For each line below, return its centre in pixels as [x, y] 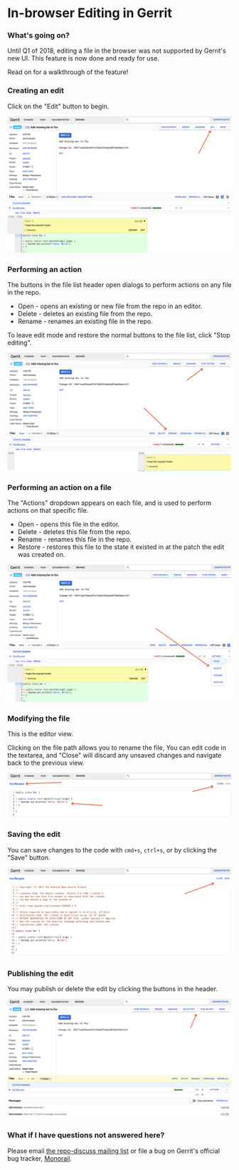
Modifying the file [39, 719]
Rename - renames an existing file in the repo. [85, 321]
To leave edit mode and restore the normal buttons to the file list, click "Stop [119, 335]
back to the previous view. [46, 763]
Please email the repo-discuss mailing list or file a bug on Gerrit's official [114, 1151]
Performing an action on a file [59, 487]
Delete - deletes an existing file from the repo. [85, 314]
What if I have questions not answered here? [86, 1135]
